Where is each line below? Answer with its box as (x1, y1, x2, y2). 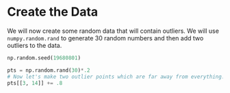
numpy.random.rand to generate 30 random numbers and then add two (7, 34, 204, 42)
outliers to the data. (7, 41, 62, 49)
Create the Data (7, 4, 99, 20)
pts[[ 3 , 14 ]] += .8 (7, 79, 63, 86)
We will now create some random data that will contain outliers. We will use (7, 27, 219, 35)
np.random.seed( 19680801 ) (7, 54, 81, 62)
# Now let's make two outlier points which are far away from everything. (7, 73, 225, 80)
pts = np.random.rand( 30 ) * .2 (7, 66, 90, 74)
